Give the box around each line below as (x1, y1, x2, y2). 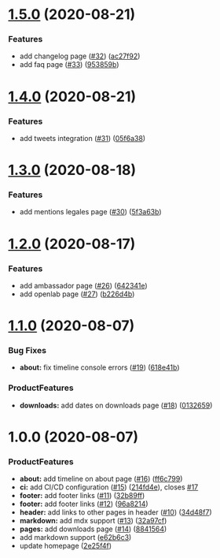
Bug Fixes (8, 345, 47, 356)
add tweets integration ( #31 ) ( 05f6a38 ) (19, 133, 146, 143)
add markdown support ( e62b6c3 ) (19, 533, 132, 542)
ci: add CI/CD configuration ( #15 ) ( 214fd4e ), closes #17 (19, 482, 199, 492)
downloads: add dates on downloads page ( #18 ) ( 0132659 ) (19, 400, 213, 410)
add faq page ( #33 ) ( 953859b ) (19, 60, 119, 69)
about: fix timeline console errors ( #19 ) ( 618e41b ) (19, 363, 180, 372)
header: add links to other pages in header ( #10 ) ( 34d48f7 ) (19, 508, 212, 517)
